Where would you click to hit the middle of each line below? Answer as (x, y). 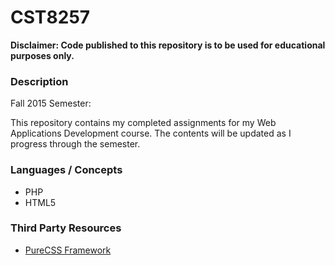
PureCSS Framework (68, 250)
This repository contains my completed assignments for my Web (143, 123)
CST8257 (50, 17)
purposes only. (42, 55)
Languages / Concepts (66, 170)
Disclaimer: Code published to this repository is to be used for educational (168, 45)
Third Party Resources (66, 228)
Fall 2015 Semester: (51, 103)
